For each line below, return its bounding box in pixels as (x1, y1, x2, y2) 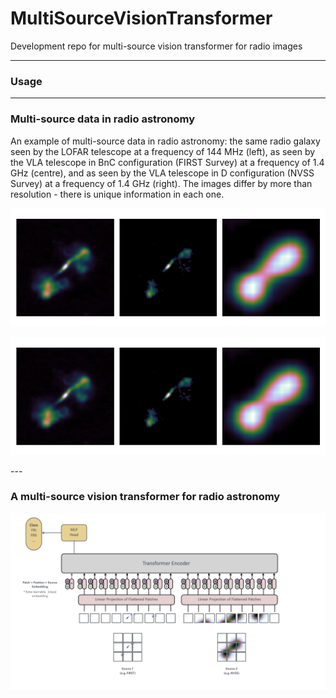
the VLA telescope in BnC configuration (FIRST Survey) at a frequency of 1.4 (10, 156, 325, 168)
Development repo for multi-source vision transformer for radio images (10, 40, 303, 52)
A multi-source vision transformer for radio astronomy (10, 490, 281, 504)
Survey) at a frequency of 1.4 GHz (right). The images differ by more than (10, 177, 313, 189)
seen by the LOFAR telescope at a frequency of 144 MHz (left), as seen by (10, 145, 316, 157)
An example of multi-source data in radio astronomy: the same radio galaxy (10, 135, 321, 147)
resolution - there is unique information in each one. (10, 188, 225, 200)
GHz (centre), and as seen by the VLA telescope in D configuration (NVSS (10, 167, 315, 179)
